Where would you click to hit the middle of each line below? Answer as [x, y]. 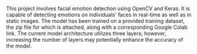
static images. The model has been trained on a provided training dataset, [96, 21]
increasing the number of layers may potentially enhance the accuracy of [95, 40]
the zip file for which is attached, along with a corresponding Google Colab [97, 27]
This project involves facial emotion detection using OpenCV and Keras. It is [98, 9]
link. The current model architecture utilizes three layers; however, [86, 33]
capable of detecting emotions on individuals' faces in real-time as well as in [99, 15]
